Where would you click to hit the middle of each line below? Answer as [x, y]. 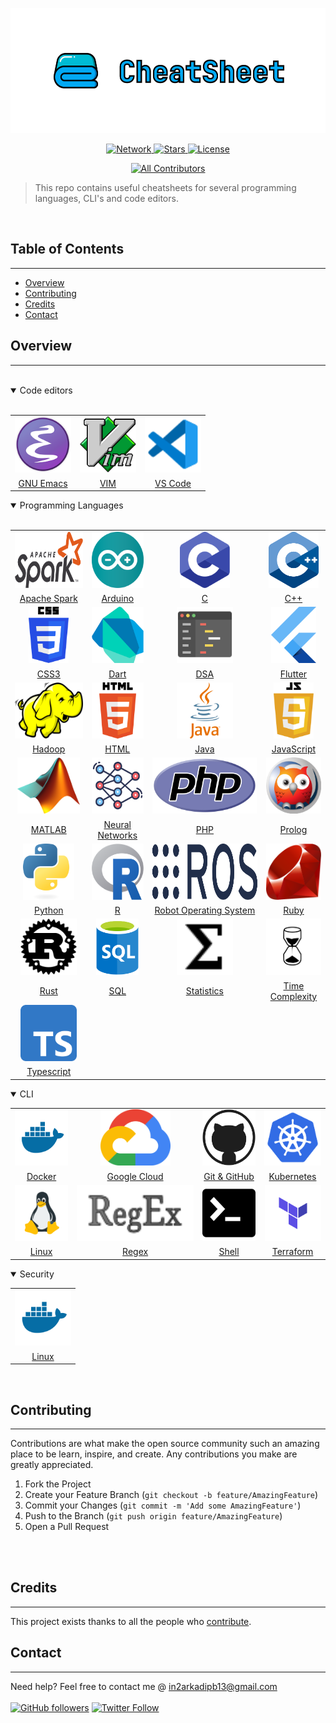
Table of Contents [67, 249]
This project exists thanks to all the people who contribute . [131, 1621]
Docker [41, 1176]
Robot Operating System [205, 910]
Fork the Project [58, 1484]
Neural [117, 824]
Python [49, 910]
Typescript [49, 1072]
